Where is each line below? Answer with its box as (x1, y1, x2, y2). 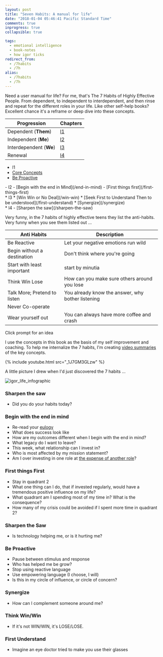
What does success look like (12, 429, 69, 435)
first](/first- (131, 184, 154, 190)
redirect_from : (5, 57, 36, 61)
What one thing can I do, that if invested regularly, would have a (12, 483, 140, 490)
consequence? (12, 499, 42, 505)
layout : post (5, 7, 32, 12)
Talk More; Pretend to (7, 289, 57, 296)
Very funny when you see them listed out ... (5, 219, 92, 225)
